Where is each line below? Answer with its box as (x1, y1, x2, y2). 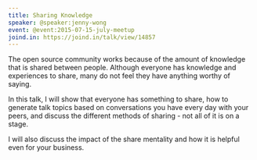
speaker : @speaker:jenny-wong (8, 19, 107, 27)
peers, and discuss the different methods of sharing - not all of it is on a (8, 111, 240, 121)
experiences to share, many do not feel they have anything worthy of (8, 71, 231, 80)
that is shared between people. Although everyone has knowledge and (8, 63, 237, 73)
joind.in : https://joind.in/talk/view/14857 (8, 33, 156, 41)
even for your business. (8, 143, 85, 152)
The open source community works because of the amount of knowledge (8, 55, 246, 64)
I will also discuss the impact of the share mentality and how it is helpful (8, 134, 241, 144)
